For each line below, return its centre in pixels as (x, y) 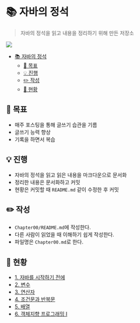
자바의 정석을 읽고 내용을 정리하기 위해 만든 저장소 (77, 33)
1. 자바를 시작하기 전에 (40, 277)
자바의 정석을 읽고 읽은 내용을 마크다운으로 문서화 (71, 175)
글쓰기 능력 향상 (32, 132)
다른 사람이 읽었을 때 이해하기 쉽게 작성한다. (64, 235)
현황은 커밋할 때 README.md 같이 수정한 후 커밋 (67, 189)
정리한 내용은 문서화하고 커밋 (47, 182)
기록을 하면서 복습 (35, 139)
